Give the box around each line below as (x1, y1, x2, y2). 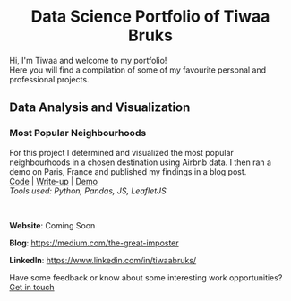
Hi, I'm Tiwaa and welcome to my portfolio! (9, 55, 167, 65)
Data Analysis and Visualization (9, 100, 191, 116)
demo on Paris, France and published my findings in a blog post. (9, 166, 247, 176)
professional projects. (9, 73, 90, 84)
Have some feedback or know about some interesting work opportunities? (9, 271, 283, 283)
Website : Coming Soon (9, 219, 96, 230)
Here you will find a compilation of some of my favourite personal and (9, 64, 267, 75)
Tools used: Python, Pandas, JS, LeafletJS (9, 185, 167, 196)
